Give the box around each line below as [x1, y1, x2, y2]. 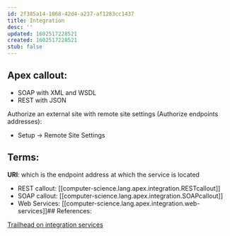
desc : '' [7, 23, 33, 30]
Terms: [7, 152, 40, 164]
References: [56, 206, 92, 215]
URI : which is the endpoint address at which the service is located [7, 170, 200, 179]
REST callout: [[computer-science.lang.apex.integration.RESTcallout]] [17, 184, 221, 192]
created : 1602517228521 [7, 37, 78, 44]
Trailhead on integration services [7, 220, 104, 229]
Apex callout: [7, 69, 67, 82]
